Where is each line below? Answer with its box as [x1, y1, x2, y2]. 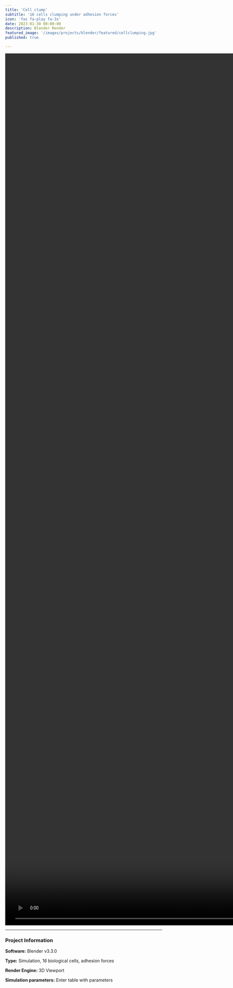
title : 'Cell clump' [5, 7, 48, 12]
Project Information [5, 937, 53, 944]
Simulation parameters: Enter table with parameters [5, 977, 113, 983]
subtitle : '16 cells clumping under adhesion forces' [5, 12, 119, 17]
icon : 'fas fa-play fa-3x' [5, 16, 61, 21]
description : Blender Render [5, 26, 66, 31]
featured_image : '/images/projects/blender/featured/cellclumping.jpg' [5, 30, 157, 35]
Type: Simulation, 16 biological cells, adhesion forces [5, 958, 115, 964]
